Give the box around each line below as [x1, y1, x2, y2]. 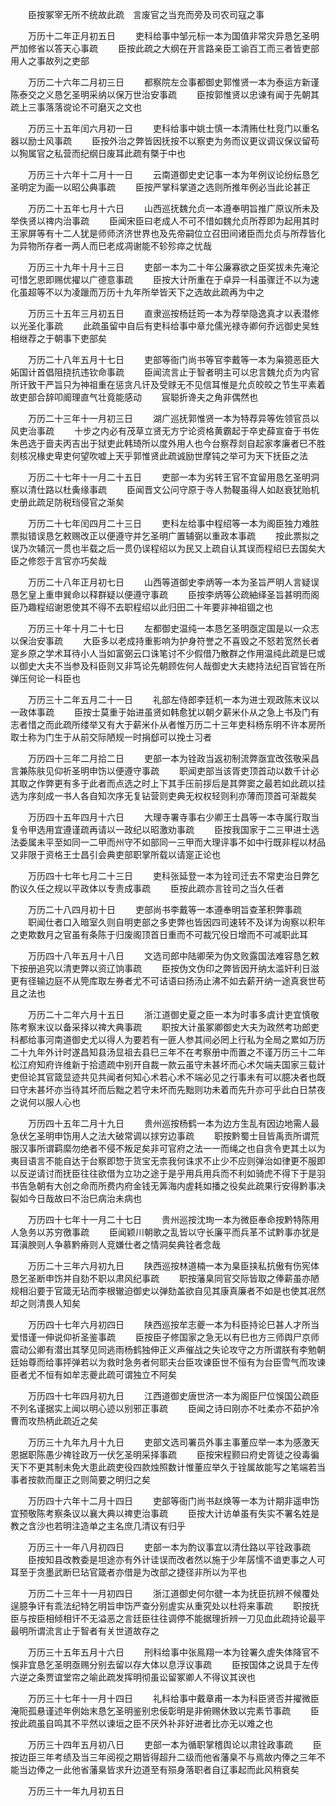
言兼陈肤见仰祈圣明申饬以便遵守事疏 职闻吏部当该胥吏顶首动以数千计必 [10, 765, 320, 777]
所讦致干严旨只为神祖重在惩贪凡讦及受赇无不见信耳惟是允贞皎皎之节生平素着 [10, 379, 326, 390]
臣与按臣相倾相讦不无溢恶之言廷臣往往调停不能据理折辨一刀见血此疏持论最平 [10, 1613, 326, 1624]
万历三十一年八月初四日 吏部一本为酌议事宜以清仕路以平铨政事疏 [27, 1541, 311, 1553]
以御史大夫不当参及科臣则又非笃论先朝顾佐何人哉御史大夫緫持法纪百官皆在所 [10, 660, 326, 672]
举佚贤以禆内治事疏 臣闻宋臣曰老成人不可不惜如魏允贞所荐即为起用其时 [10, 215, 320, 227]
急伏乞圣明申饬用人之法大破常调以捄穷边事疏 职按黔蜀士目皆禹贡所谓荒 [10, 1130, 320, 1142]
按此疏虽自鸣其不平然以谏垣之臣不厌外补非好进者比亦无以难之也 [10, 1718, 273, 1729]
